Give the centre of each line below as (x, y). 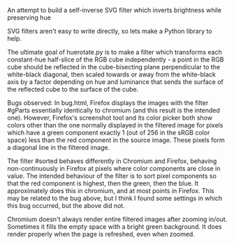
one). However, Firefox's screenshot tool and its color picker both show (110, 118)
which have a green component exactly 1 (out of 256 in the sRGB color (109, 133)
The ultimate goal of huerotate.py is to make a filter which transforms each (115, 52)
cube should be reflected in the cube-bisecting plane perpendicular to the (114, 67)
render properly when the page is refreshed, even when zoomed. (101, 234)
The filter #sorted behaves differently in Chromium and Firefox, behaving (112, 161)
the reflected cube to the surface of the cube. (73, 89)
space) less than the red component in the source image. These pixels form (116, 140)
